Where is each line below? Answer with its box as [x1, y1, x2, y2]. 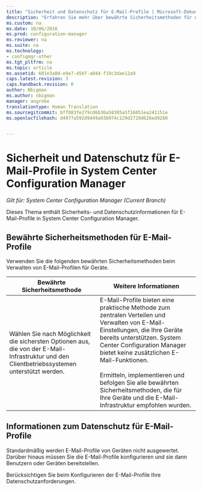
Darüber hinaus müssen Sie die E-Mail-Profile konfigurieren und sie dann [6, 453, 188, 460]
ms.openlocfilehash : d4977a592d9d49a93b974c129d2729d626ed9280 [6, 115, 168, 121]
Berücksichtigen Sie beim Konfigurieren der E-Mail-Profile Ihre [6, 471, 161, 478]
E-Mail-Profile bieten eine [99, 296, 174, 304]
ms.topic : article [6, 64, 52, 71]
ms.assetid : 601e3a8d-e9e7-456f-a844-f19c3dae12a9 [6, 70, 136, 76]
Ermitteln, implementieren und [99, 371, 185, 379]
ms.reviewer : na [6, 37, 47, 43]
